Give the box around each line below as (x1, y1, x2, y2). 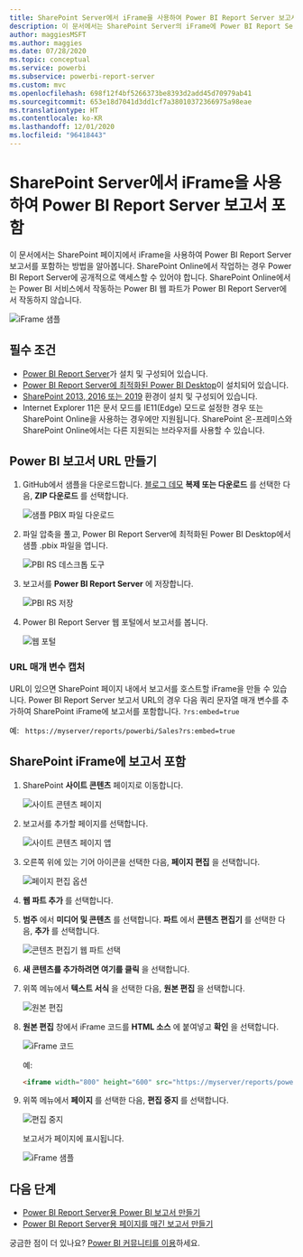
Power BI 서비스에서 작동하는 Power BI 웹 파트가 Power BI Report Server (18, 283, 280, 293)
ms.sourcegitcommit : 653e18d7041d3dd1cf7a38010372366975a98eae (9, 97, 252, 107)
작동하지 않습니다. (18, 294, 82, 305)
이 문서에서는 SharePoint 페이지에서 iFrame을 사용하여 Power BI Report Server (9, 249, 292, 260)
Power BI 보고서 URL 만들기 (9, 453, 158, 470)
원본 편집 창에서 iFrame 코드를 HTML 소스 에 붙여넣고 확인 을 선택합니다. (22, 1021, 280, 1032)
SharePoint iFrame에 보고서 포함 (9, 754, 187, 769)
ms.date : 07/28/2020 (9, 47, 87, 56)
